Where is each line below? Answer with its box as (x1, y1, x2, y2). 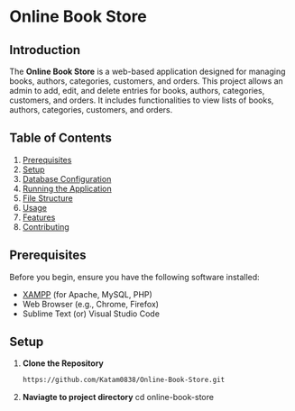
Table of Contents (9, 131, 113, 146)
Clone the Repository (22, 358, 104, 369)
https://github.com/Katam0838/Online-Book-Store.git (22, 376, 226, 385)
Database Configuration (22, 173, 112, 184)
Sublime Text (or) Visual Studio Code (22, 308, 161, 319)
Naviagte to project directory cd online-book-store (22, 392, 215, 403)
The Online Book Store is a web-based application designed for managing (9, 66, 286, 77)
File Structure (22, 192, 74, 204)
